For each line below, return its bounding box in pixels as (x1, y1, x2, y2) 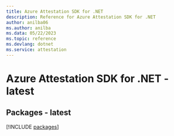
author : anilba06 (6, 19, 49, 25)
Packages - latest (6, 108, 71, 118)
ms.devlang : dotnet (6, 42, 54, 47)
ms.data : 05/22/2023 (6, 30, 57, 36)
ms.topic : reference (6, 36, 57, 42)
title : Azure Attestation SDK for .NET (6, 8, 104, 15)
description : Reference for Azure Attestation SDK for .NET (6, 14, 156, 20)
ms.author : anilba (6, 25, 51, 31)
